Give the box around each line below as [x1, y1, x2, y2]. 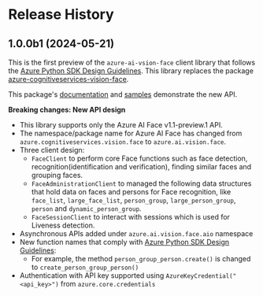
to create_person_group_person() [31, 262, 139, 272]
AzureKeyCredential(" [165, 272, 237, 280]
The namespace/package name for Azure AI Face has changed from [19, 128, 243, 138]
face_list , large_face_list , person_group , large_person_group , [31, 195, 236, 205]
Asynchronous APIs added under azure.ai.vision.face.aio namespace [19, 229, 254, 238]
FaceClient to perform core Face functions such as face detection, [31, 154, 248, 163]
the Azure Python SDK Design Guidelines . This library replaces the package [8, 66, 254, 76]
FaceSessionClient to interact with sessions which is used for [31, 213, 231, 221]
